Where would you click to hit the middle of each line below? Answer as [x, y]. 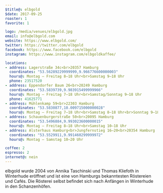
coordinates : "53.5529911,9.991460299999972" [56, 135]
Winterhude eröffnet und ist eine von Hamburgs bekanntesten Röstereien [78, 176]
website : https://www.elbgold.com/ [41, 41]
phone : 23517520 [26, 81]
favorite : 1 [17, 23]
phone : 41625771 [26, 99]
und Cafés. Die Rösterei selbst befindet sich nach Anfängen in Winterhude [79, 181]
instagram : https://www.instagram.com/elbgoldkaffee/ [61, 54]
